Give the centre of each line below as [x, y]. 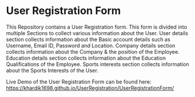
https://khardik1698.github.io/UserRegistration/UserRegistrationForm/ [90, 88]
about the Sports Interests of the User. [52, 70]
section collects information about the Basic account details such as [88, 39]
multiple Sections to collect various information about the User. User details [97, 33]
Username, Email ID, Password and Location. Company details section [91, 46]
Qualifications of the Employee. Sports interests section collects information [97, 64]
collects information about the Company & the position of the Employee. [93, 51]
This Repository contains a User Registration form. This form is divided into [97, 27]
